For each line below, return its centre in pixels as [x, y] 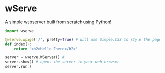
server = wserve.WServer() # [35, 57]
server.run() [18, 67]
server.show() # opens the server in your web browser [62, 62]
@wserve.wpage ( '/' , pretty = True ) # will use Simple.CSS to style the [78, 39]
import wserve [20, 31]
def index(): [18, 44]
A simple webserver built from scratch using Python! [58, 22]
